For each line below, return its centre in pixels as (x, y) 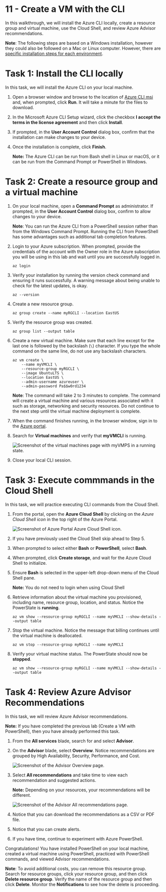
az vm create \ (28, 360)
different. (22, 795)
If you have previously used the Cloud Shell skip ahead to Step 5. (79, 538)
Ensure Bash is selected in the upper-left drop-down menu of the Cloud (85, 572)
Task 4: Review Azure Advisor (68, 692)
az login (21, 266)
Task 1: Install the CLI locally (64, 74)
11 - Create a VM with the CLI (65, 9)
